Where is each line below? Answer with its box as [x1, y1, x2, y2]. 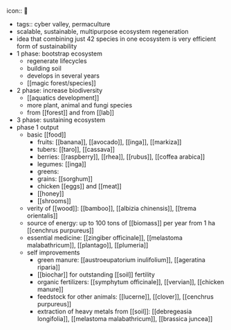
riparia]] [37, 263, 60, 271]
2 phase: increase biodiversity [16, 87, 103, 94]
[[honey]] [37, 189, 64, 198]
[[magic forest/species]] [26, 79, 96, 87]
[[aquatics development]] [26, 94, 100, 102]
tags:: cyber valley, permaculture [16, 20, 111, 28]
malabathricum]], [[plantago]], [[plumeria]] [26, 241, 149, 249]
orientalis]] [26, 211, 58, 220]
